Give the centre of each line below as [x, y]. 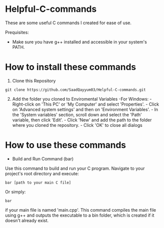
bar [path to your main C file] [38, 183]
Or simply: [15, 191]
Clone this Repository [34, 80]
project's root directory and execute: [42, 173]
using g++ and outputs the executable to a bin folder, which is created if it [80, 215]
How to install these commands [71, 67]
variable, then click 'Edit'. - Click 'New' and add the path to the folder [82, 120]
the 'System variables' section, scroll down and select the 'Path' [77, 114]
